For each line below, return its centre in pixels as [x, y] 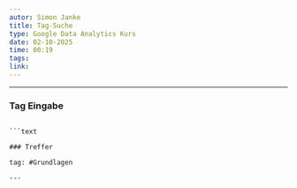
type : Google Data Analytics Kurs [73, 34]
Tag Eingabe [36, 105]
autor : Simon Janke [45, 17]
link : [19, 67]
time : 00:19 [31, 50]
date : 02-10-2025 [41, 42]
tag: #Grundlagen [41, 163]
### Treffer [31, 147]
